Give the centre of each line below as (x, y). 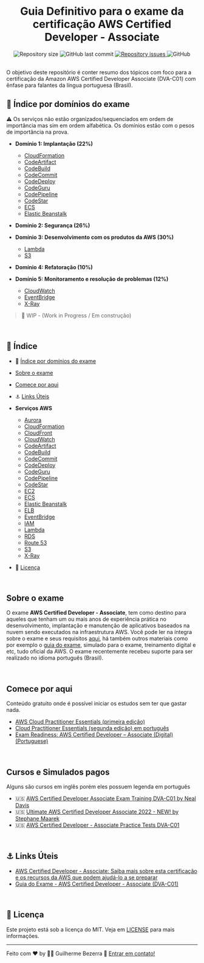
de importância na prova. (38, 132)
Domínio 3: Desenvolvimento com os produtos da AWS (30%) (94, 237)
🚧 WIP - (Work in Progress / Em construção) (76, 315)
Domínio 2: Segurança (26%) (53, 225)
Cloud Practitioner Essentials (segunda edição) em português (92, 728)
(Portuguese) (32, 741)
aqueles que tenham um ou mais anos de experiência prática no (87, 619)
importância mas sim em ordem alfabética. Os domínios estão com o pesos (100, 125)
